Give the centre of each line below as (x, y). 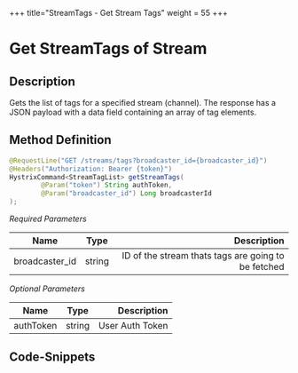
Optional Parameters (47, 289)
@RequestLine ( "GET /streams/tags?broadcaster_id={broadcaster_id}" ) (138, 160)
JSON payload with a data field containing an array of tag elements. (133, 112)
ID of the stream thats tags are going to (203, 256)
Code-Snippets (52, 357)
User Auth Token (133, 326)
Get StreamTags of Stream (108, 49)
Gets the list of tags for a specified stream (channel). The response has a (143, 103)
